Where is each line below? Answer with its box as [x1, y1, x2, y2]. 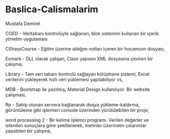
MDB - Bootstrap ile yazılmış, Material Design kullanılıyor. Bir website [5, 86, 150, 92]
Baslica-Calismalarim [5, 4, 98, 15]
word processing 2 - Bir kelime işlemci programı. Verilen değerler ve [5, 117, 149, 123]
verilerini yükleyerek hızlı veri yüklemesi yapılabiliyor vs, [5, 76, 123, 82]
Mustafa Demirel [5, 20, 40, 27]
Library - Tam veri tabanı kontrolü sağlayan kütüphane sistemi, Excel [5, 71, 150, 77]
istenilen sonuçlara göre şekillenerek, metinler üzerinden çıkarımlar [5, 122, 147, 128]
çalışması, [5, 91, 27, 98]
